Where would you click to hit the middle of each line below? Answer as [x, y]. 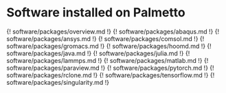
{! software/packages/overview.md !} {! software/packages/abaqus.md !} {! [113, 31]
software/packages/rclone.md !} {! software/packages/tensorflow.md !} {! [111, 75]
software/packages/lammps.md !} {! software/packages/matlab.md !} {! [108, 60]
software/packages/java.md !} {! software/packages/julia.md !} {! [98, 53]
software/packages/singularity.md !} [58, 82]
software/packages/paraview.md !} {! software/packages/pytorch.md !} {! [110, 68]
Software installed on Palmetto [96, 13]
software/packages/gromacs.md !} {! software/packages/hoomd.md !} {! [109, 46]
